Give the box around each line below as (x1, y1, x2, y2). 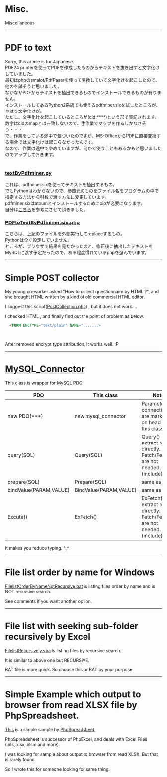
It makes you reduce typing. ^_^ (5, 545, 70, 551)
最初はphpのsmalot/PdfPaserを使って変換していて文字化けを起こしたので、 (5, 77, 160, 83)
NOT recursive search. (5, 589, 51, 595)
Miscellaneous (5, 20, 35, 26)
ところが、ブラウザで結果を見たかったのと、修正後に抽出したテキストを (5, 243, 153, 249)
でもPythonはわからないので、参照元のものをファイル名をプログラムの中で (5, 188, 159, 194)
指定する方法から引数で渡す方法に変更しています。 (5, 194, 109, 200)
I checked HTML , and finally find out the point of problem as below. (5, 313, 144, 319)
